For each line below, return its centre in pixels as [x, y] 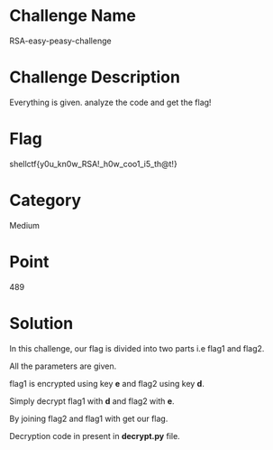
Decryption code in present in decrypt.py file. [95, 436]
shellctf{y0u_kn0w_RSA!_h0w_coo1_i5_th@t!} [93, 164]
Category [45, 201]
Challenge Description [95, 77]
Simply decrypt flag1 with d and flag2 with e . [92, 401]
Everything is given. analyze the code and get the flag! [110, 102]
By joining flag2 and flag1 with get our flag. [89, 418]
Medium [25, 225]
